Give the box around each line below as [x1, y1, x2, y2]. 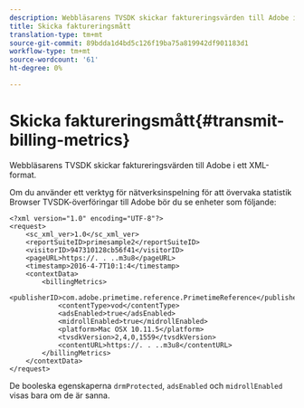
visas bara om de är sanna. [9, 390, 110, 401]
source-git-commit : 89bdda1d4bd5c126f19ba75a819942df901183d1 [9, 38, 249, 48]
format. [9, 169, 37, 180]
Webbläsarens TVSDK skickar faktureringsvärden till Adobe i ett [9, 159, 247, 170]
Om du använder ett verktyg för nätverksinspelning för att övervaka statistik [9, 186, 292, 197]
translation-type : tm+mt [9, 30, 103, 39]
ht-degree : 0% [9, 64, 63, 73]
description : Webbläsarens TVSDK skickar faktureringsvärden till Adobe [9, 13, 290, 23]
